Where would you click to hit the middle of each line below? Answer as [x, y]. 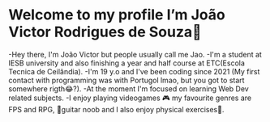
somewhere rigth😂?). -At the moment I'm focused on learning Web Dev [129, 88]
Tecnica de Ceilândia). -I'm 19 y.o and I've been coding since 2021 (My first [134, 71]
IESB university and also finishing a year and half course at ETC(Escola [127, 63]
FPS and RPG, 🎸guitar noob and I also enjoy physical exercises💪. [116, 109]
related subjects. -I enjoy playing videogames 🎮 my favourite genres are [130, 98]
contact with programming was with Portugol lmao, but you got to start [126, 80]
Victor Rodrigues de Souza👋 [105, 32]
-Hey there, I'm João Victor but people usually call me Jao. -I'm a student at [135, 54]
